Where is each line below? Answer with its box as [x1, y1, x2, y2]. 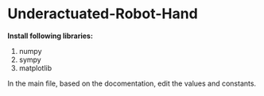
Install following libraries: [7, 31, 93, 40]
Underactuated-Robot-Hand [7, 5, 198, 23]
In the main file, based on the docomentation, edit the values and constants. [7, 79, 256, 88]
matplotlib [18, 63, 52, 72]
